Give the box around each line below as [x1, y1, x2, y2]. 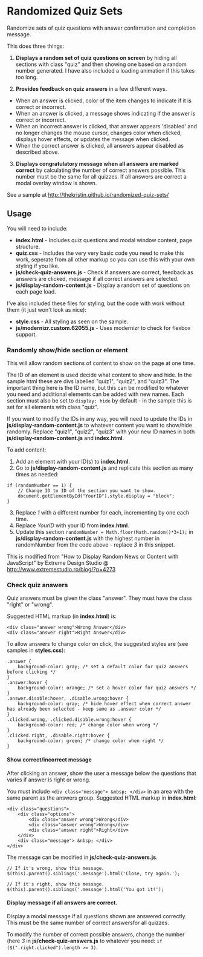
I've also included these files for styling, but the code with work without [7, 300, 185, 307]
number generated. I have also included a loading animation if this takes [15, 67, 195, 74]
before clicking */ [7, 669, 56, 676]
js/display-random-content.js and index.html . [7, 435, 124, 442]
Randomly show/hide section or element [7, 346, 129, 354]
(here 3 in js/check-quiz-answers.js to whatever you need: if [7, 937, 163, 944]
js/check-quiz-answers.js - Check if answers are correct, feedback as [15, 268, 194, 276]
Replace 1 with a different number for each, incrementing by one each [15, 509, 190, 516]
